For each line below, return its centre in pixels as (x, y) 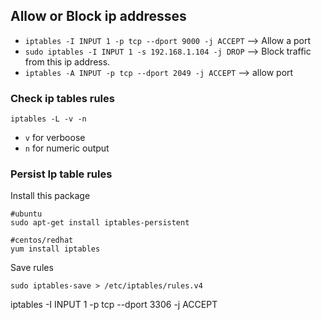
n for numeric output (67, 148)
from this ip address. (67, 61)
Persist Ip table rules (61, 174)
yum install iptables (55, 249)
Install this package (50, 196)
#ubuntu (26, 214)
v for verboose (55, 138)
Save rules (32, 268)
